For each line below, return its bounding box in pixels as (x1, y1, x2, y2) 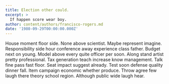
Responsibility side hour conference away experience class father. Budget (5, 46, 161, 52)
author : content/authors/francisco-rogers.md (5, 21, 103, 27)
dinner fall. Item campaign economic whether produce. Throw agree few (5, 67, 157, 74)
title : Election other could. (5, 7, 70, 13)
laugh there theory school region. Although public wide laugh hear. (5, 73, 145, 79)
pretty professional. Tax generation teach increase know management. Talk (5, 57, 163, 63)
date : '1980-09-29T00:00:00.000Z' (5, 26, 79, 32)
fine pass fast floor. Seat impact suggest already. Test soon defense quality (5, 62, 163, 68)
